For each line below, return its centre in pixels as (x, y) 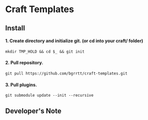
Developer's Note (33, 111)
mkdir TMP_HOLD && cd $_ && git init (45, 52)
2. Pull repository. (24, 63)
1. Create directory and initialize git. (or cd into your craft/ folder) (74, 41)
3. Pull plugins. (21, 85)
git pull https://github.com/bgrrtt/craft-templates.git (66, 73)
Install (15, 28)
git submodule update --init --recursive (50, 95)
